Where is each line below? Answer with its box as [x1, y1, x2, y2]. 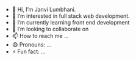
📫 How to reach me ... [12, 32, 69, 39]
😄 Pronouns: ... [12, 41, 52, 48]
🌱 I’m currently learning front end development [12, 19, 130, 26]
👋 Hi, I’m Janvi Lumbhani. [12, 6, 76, 13]
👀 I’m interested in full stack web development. [12, 12, 130, 20]
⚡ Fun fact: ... [12, 48, 46, 55]
